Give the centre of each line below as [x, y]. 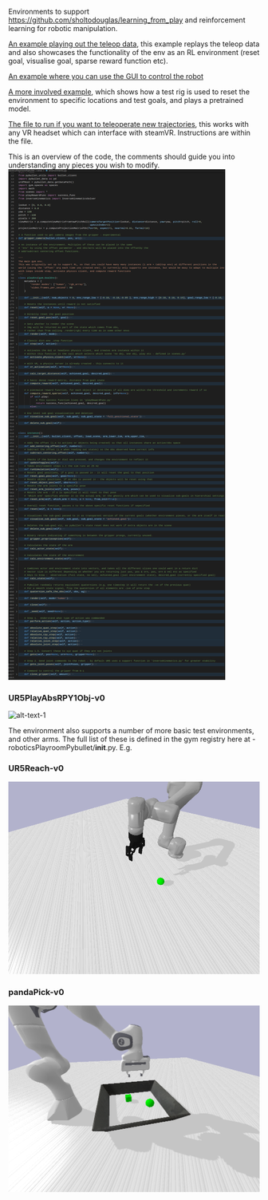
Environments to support [49, 12]
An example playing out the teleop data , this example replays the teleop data [134, 44]
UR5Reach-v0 [36, 768]
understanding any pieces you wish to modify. [84, 165]
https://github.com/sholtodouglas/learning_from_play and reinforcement [127, 20]
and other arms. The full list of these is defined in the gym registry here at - [132, 739]
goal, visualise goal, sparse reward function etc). [89, 61]
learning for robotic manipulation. [63, 28]
